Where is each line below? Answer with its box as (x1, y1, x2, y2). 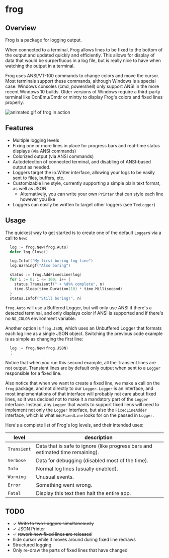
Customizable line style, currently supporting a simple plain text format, (12, 180, 161, 186)
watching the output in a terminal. (5, 63, 75, 69)
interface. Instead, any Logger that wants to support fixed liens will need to (5, 402, 159, 408)
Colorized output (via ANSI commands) (12, 153, 94, 159)
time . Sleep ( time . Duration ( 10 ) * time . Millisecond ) (14, 286, 123, 291)
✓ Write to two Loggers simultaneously (12, 520, 94, 526)
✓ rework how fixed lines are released (12, 531, 92, 537)
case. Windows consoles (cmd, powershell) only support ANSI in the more (5, 83, 159, 89)
